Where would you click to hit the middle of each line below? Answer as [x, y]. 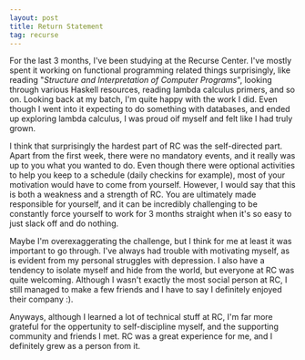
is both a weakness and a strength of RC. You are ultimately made [133, 195]
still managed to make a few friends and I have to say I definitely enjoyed [146, 290]
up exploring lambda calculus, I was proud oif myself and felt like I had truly [151, 118]
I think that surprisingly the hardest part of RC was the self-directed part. [146, 146]
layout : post [34, 18]
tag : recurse [34, 35]
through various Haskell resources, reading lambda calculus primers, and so [152, 90]
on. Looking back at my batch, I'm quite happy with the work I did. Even [143, 99]
